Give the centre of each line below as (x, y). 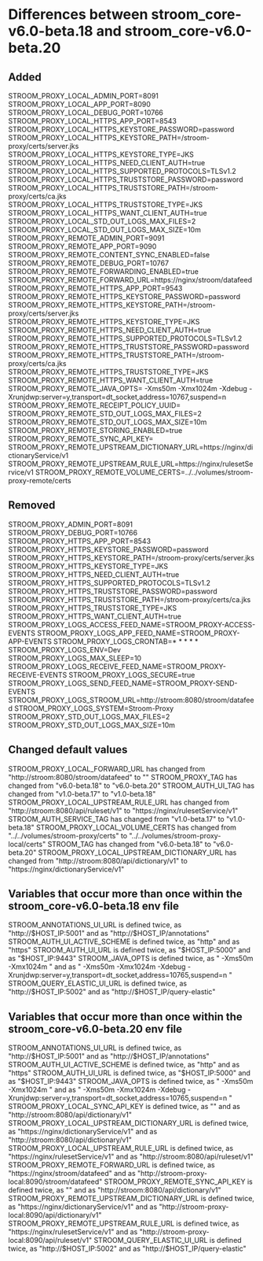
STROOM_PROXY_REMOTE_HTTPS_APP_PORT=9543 (95, 288)
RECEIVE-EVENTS (38, 675)
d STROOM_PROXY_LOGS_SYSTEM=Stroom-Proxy (91, 708)
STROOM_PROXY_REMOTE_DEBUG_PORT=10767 (89, 263)
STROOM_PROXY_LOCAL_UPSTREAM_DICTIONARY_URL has (137, 852)
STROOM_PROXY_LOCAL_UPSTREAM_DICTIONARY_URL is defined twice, (128, 1123)
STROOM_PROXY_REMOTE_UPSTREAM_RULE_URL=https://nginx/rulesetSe (131, 464)
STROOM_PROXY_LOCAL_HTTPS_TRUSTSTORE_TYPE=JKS (105, 205)
